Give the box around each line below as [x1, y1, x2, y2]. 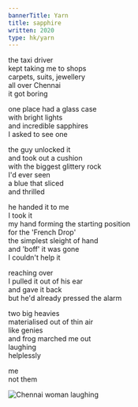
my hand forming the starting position [8, 219, 131, 229]
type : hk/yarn [8, 33, 55, 42]
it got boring [8, 89, 49, 99]
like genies [8, 325, 43, 335]
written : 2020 [8, 26, 55, 34]
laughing [8, 342, 37, 352]
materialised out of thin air [8, 318, 93, 327]
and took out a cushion [8, 154, 83, 163]
